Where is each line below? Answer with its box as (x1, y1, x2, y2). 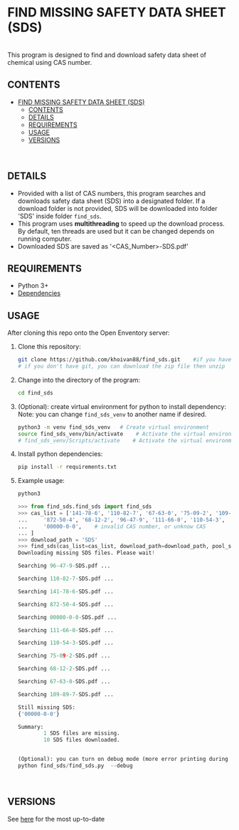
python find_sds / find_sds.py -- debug (17, 762, 133, 769)
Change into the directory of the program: (17, 375, 141, 384)
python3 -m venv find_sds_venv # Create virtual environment (17, 423, 210, 431)
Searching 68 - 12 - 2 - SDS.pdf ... (17, 665, 111, 673)
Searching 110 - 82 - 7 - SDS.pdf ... (17, 575, 114, 583)
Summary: (17, 723, 44, 730)
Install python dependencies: (17, 450, 103, 458)
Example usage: (17, 477, 65, 485)
